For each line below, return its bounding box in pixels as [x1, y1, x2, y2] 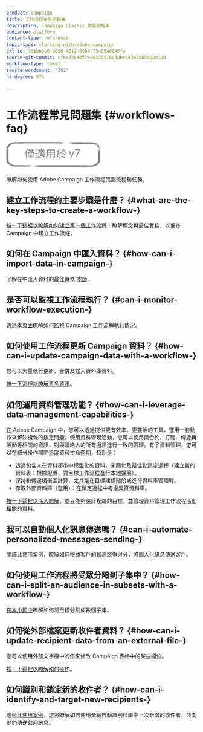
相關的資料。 [6, 505, 38, 512]
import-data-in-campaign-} [6, 259, 114, 269]
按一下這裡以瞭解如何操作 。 [6, 665, 76, 672]
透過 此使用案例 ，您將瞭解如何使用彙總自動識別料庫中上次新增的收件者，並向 [6, 711, 197, 719]
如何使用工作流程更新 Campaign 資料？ [6, 341, 153, 351]
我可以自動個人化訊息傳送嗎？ [6, 524, 118, 534]
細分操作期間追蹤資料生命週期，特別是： [16, 449, 118, 456]
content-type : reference [6, 35, 69, 42]
